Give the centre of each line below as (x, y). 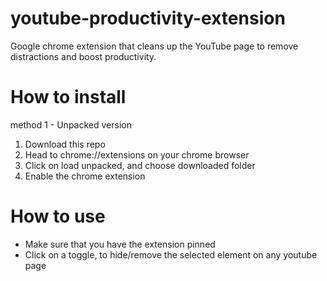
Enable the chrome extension (85, 176)
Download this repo (65, 144)
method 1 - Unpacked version (71, 124)
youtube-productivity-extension (148, 18)
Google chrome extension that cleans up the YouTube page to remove (154, 46)
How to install (68, 97)
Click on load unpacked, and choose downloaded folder (140, 165)
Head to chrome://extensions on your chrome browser (137, 154)
